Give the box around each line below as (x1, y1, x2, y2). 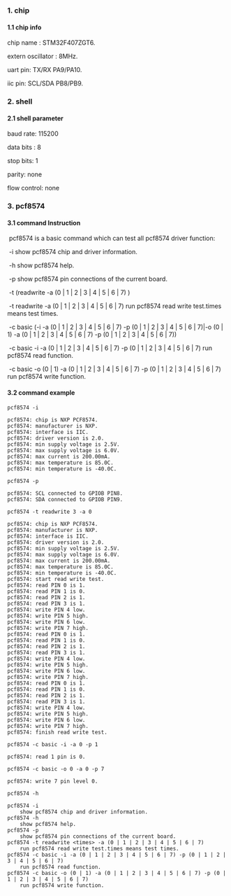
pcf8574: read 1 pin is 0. (7, 753, 86, 760)
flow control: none (7, 184, 60, 192)
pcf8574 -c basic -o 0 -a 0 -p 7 (7, 765, 105, 772)
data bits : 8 (7, 143, 42, 152)
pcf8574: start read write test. (7, 575, 105, 582)
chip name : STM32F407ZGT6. (7, 38, 96, 47)
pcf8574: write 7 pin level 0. (7, 778, 98, 785)
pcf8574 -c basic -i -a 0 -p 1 (7, 741, 98, 748)
